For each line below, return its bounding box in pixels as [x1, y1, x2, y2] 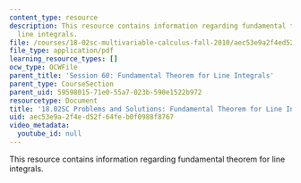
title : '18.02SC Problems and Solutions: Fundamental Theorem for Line [9, 104, 282, 113]
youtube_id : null [17, 129, 82, 138]
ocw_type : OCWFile [9, 63, 78, 72]
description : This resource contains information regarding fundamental [9, 21, 287, 30]
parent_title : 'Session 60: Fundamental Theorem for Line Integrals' [9, 71, 275, 80]
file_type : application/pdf [9, 46, 115, 55]
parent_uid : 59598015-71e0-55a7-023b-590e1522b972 [9, 87, 202, 96]
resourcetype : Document [9, 96, 99, 105]
